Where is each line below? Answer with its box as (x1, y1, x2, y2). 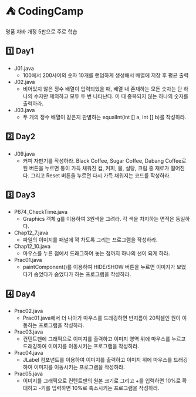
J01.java (13, 65, 35, 72)
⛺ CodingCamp (5, 5, 84, 18)
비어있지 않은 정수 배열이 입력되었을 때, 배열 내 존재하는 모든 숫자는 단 (22, 85, 183, 92)
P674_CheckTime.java (13, 208, 68, 216)
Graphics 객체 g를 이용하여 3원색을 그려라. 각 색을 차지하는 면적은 (22, 216, 174, 223)
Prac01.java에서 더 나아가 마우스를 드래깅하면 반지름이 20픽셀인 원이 (22, 314, 181, 322)
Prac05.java (13, 370, 43, 378)
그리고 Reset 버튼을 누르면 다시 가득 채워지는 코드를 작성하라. (31, 171, 171, 179)
